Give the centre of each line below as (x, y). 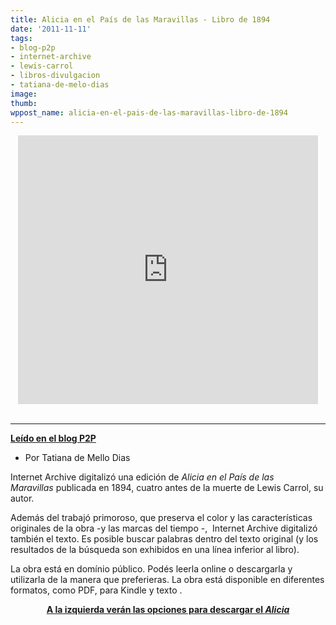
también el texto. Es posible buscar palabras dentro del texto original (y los (164, 539)
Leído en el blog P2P (53, 438)
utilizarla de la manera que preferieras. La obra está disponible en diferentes (167, 580)
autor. (22, 498)
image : (24, 94)
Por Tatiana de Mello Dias (77, 458)
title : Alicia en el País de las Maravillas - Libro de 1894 (140, 19)
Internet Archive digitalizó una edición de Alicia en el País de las (142, 477)
